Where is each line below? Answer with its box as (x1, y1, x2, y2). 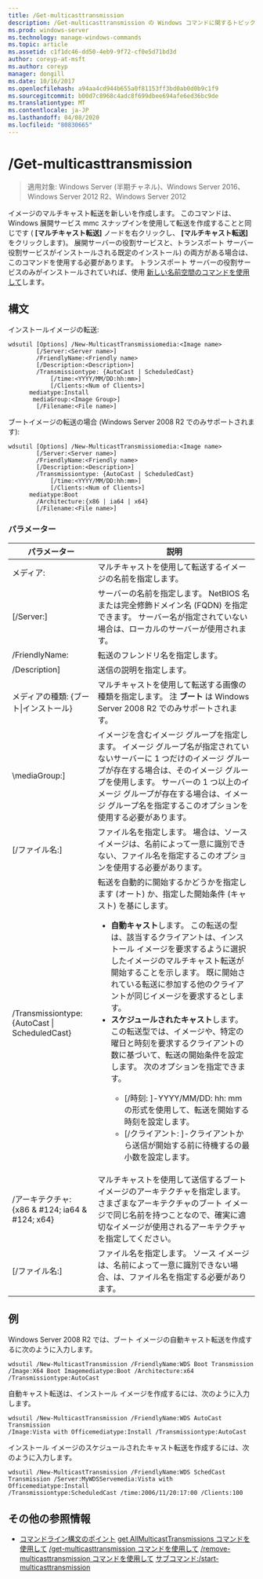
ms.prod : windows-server (8, 26, 89, 34)
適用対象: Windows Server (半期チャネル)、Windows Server (27, 181, 221, 191)
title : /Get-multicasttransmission (8, 11, 124, 20)
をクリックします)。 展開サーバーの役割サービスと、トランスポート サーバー (8, 237, 254, 247)
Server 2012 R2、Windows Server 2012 (59, 192, 186, 201)
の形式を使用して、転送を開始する (124, 1105, 250, 1116)
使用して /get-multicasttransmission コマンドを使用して (19, 1544, 200, 1554)
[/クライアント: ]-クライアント (124, 1128, 236, 1139)
